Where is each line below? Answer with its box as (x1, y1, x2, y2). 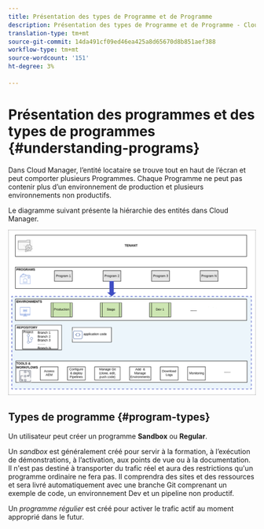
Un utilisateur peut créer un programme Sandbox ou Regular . (8, 431, 208, 441)
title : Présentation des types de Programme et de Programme (8, 13, 213, 20)
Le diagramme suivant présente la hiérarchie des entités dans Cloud (8, 205, 229, 215)
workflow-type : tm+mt (8, 46, 79, 54)
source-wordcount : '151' (8, 54, 90, 62)
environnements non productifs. (8, 190, 112, 200)
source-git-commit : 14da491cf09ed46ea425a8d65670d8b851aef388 (8, 38, 216, 46)
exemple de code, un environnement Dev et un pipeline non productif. (8, 488, 234, 498)
